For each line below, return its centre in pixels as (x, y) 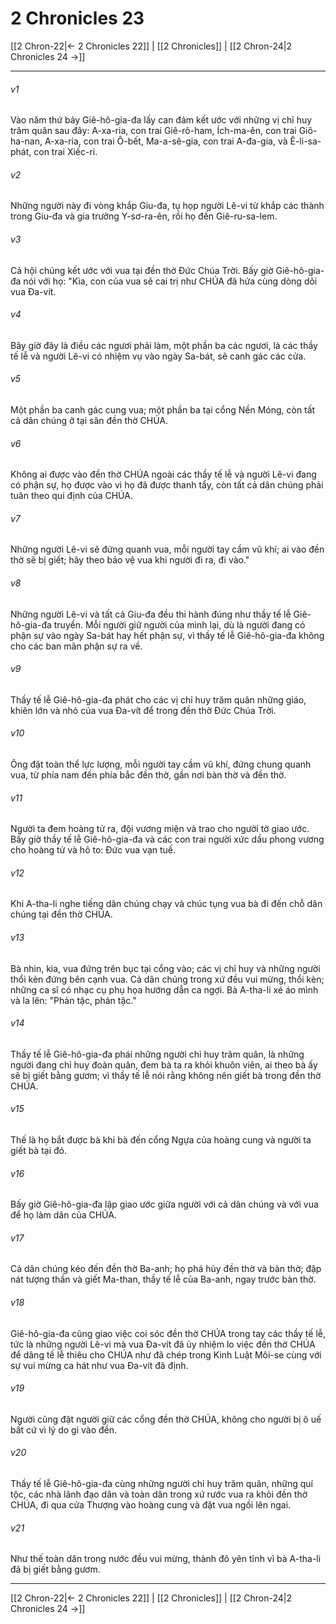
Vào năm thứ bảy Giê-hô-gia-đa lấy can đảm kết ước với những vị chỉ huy (161, 120)
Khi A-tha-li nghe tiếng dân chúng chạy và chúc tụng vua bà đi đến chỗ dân (166, 904)
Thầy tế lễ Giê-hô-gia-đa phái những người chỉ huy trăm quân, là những (157, 1054)
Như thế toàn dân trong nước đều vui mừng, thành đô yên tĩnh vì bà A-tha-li (166, 1559)
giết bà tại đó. (39, 1150)
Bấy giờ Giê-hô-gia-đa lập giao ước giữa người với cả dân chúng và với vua (164, 1204)
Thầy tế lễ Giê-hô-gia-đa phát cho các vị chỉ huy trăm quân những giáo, (158, 699)
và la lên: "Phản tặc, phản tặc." (73, 1000)
